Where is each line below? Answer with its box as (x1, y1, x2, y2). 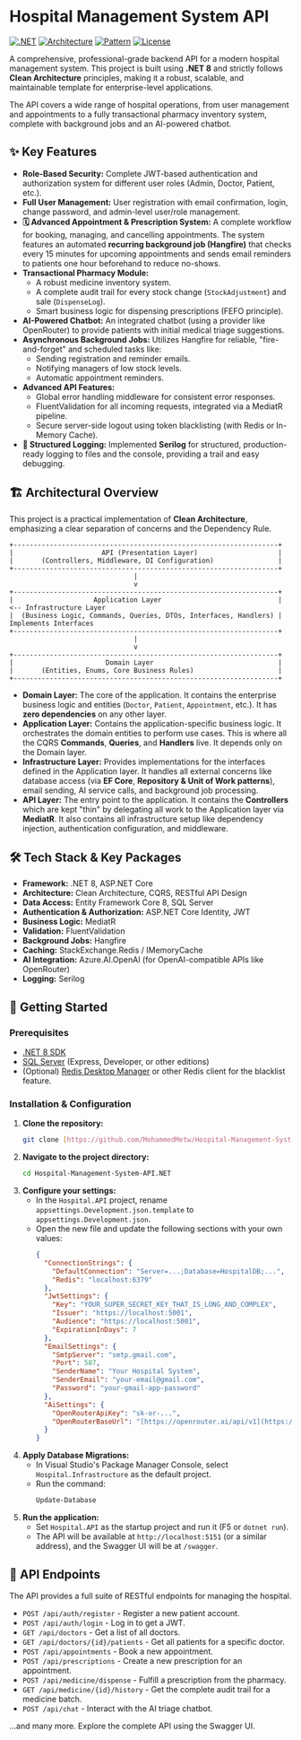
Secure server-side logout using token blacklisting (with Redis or (35, 420, 275, 431)
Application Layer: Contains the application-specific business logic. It (21, 718, 282, 728)
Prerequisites (9, 1026, 69, 1039)
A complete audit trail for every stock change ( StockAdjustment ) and (35, 286, 287, 297)
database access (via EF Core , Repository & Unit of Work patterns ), (21, 775, 276, 786)
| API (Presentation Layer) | (9, 548, 282, 557)
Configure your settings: (21, 1186, 116, 1196)
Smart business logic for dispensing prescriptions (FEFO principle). (35, 305, 284, 316)
